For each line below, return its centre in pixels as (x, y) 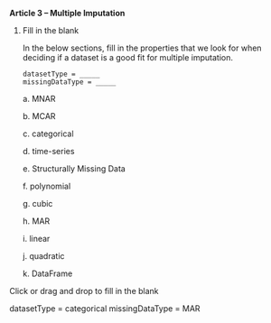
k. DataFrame (47, 273)
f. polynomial (47, 186)
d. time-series (48, 151)
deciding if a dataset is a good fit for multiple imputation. (127, 57)
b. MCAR (39, 116)
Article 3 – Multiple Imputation (67, 13)
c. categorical (48, 134)
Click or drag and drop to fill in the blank (84, 291)
